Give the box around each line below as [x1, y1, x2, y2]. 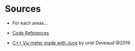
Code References [12, 30, 50, 36]
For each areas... [12, 20, 48, 26]
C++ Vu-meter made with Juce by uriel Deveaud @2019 [12, 39, 130, 46]
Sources [5, 3, 41, 15]
